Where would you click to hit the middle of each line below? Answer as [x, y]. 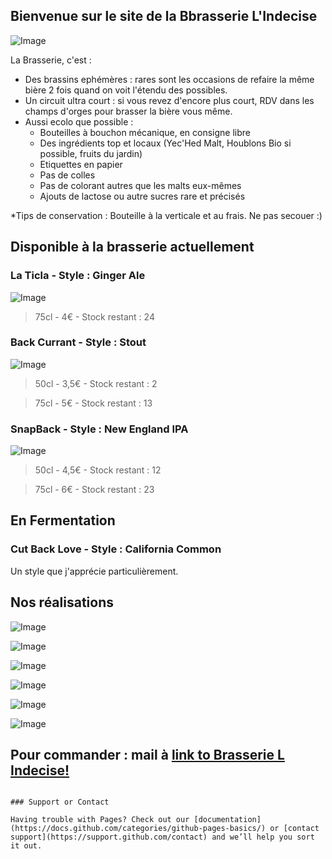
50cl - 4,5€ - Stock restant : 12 [98, 470]
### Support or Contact [60, 802]
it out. [26, 846]
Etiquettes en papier [81, 164]
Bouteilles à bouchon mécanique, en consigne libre [145, 132]
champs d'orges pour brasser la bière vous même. [128, 111]
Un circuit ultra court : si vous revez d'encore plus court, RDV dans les [169, 100]
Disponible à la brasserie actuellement [132, 247]
